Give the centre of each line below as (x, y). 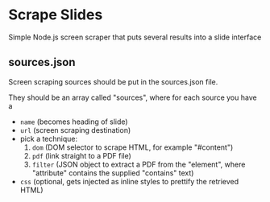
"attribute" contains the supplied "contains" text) (113, 173)
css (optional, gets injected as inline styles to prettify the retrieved (129, 181)
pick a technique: (49, 138)
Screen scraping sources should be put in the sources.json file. (113, 81)
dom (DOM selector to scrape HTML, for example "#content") (133, 147)
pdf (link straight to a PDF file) (81, 155)
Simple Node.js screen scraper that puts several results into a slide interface (135, 37)
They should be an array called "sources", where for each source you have (133, 97)
